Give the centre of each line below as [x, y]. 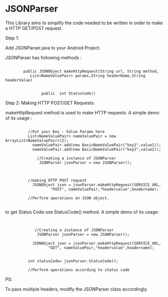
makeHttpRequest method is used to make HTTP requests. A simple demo [82, 112]
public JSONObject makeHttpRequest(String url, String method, [91, 71]
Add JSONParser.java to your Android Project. [53, 48]
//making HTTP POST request [57, 180]
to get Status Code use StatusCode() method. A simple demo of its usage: [82, 212]
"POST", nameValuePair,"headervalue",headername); [104, 189]
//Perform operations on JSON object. [68, 198]
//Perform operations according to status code [78, 270]
